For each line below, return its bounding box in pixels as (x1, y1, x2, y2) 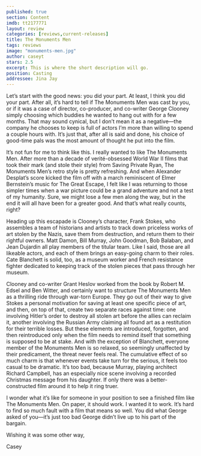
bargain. (6, 420, 27, 427)
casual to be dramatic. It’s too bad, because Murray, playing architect (6, 363, 178, 371)
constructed (6, 383, 37, 390)
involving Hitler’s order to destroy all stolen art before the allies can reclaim (6, 312, 191, 320)
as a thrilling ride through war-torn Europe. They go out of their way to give (6, 293, 192, 300)
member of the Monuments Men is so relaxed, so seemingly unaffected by (6, 344, 190, 351)
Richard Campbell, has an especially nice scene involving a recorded (6, 370, 176, 377)
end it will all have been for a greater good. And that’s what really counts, (6, 199, 187, 207)
